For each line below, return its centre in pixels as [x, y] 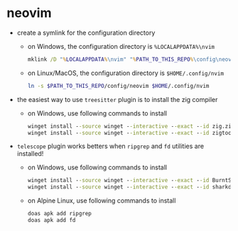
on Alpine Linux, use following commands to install [102, 201]
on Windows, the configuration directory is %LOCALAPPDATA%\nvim [121, 46]
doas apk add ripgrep [59, 214]
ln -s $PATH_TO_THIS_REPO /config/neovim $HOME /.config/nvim [118, 86]
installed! [30, 154]
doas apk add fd [52, 220]
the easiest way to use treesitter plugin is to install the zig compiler [117, 99]
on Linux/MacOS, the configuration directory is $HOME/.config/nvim [126, 73]
